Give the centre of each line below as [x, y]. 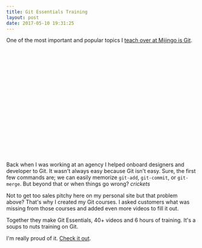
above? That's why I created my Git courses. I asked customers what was [98, 202]
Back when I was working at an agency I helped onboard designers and [95, 165]
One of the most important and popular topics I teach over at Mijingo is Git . [99, 41]
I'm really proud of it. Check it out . [49, 238]
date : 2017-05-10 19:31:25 [40, 23]
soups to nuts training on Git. [42, 226]
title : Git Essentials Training [47, 12]
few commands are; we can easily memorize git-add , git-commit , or [91, 177]
